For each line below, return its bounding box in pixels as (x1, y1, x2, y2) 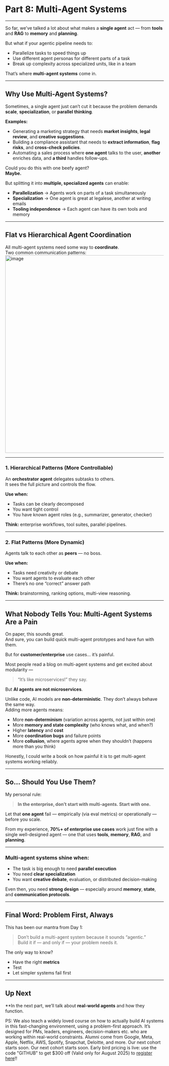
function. (5, 1008, 24, 1014)
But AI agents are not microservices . (5, 686, 83, 692)
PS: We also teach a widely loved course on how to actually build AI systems (5, 1017, 164, 1024)
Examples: (5, 118, 28, 124)
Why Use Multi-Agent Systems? (5, 90, 108, 99)
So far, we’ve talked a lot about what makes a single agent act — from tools (5, 25, 163, 31)
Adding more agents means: (5, 706, 64, 713)
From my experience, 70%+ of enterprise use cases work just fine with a (5, 826, 158, 832)
